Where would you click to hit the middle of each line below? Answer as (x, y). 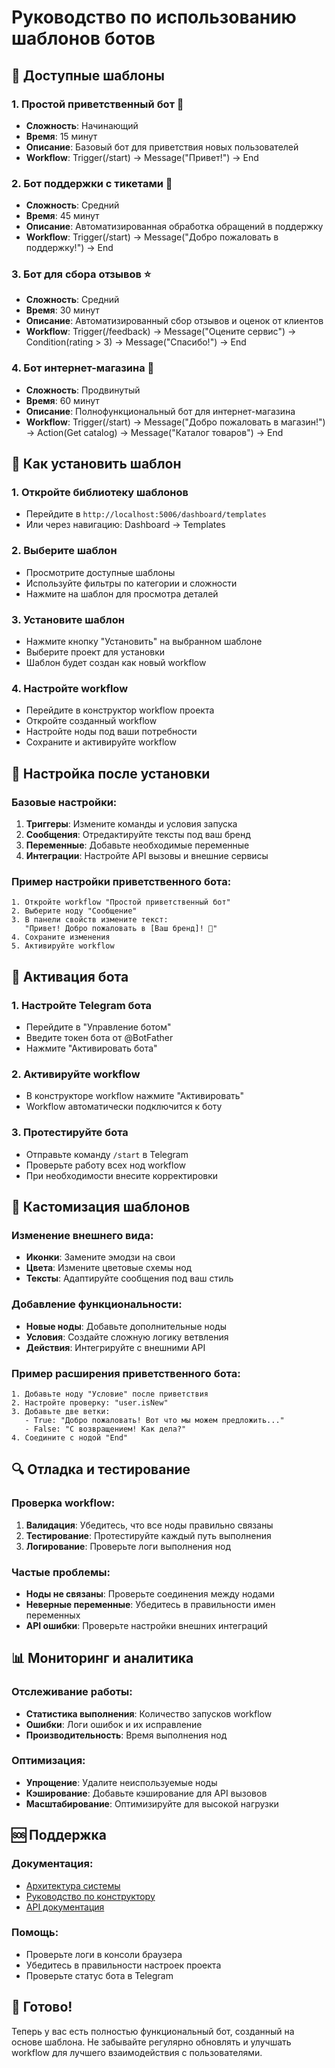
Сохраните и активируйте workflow (101, 742)
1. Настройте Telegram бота (82, 1005)
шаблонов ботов (83, 38)
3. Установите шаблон (68, 619)
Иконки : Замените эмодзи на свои (100, 1257)
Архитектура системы (73, 1885)
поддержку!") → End (69, 248)
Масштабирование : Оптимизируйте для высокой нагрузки (152, 1803)
